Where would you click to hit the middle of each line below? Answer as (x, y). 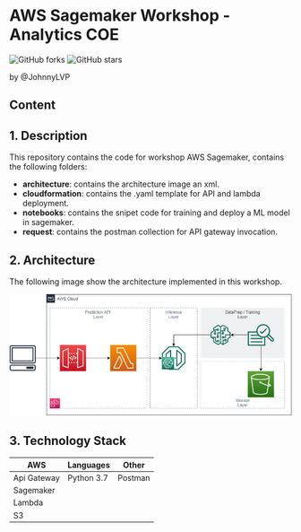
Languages (89, 465)
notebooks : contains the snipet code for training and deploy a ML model (156, 213)
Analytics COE (64, 35)
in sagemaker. (48, 222)
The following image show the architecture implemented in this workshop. (146, 281)
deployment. (45, 204)
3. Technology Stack (68, 440)
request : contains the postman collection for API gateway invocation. (150, 232)
